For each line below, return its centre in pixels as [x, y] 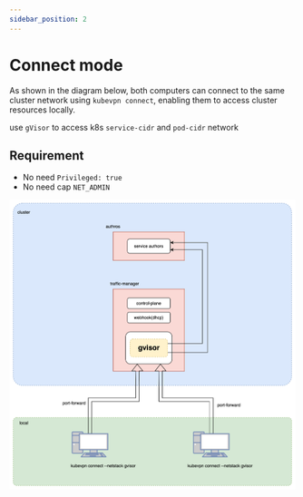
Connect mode [66, 65]
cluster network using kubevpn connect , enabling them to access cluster [144, 100]
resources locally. [42, 110]
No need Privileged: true [72, 178]
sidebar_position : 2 [49, 19]
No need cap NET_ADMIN [66, 187]
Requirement [47, 156]
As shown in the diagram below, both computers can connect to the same [147, 90]
